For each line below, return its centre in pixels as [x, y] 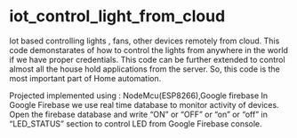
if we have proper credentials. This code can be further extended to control [148, 59]
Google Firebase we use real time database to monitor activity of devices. [144, 104]
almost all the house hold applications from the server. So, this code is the [144, 69]
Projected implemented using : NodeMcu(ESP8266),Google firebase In [139, 96]
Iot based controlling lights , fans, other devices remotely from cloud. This [144, 41]
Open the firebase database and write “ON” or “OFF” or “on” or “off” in [139, 114]
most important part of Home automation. [85, 78]
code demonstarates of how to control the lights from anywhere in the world [149, 50]
